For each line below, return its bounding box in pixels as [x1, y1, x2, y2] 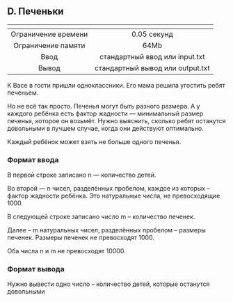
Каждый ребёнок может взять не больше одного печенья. [7, 137, 182, 145]
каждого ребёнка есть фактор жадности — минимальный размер [7, 109, 204, 118]
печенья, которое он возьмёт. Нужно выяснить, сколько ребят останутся [7, 116, 226, 125]
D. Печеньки [7, 6, 64, 17]
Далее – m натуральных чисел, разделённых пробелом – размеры [7, 226, 207, 235]
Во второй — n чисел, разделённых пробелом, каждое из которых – [7, 184, 211, 193]
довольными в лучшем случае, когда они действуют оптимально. [7, 124, 204, 132]
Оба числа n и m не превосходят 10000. [7, 247, 127, 255]
